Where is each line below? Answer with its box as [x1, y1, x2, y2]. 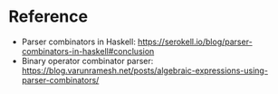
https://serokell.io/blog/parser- [138, 36, 253, 47]
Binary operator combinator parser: [21, 55, 154, 66]
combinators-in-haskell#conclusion [21, 45, 155, 56]
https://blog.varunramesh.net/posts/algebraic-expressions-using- [21, 65, 269, 76]
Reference [8, 6, 88, 27]
